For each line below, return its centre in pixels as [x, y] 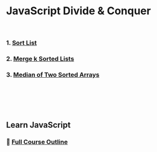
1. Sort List [22, 43]
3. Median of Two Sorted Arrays [53, 74]
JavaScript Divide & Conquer [78, 11]
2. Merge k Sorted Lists [40, 59]
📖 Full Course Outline [37, 142]
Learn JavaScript [39, 125]
